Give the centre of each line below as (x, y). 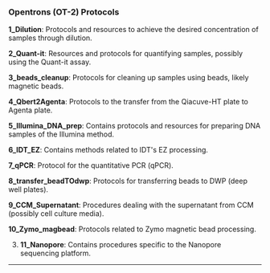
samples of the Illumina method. (61, 134)
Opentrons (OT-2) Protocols (64, 12)
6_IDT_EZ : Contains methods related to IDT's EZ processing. (108, 150)
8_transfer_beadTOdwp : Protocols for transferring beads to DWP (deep (128, 181)
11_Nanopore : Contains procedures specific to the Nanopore (121, 245)
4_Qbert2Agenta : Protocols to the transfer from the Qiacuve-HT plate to (129, 102)
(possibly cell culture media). (56, 214)
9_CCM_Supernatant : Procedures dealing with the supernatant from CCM (131, 205)
